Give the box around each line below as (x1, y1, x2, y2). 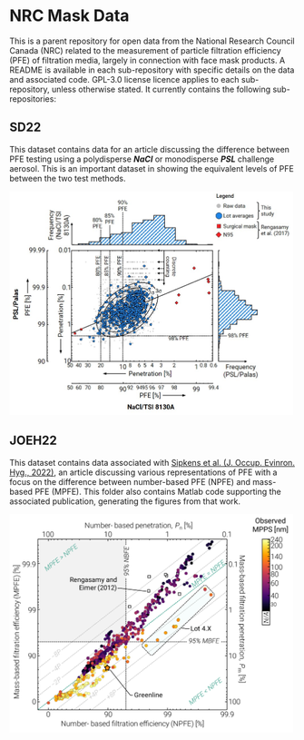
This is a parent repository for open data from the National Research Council (9, 35, 295, 46)
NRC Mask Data (9, 5, 130, 26)
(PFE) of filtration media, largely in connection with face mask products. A (9, 54, 286, 65)
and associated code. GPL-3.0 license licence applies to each (9, 74, 240, 84)
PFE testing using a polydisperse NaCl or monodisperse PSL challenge (9, 153, 275, 164)
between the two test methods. (9, 173, 126, 183)
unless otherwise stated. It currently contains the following (51, 84, 270, 94)
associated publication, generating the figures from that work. (9, 496, 241, 507)
